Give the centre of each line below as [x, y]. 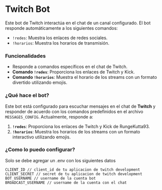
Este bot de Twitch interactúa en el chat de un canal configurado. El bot [78, 23]
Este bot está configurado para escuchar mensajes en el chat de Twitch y [80, 106]
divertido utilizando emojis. [40, 82]
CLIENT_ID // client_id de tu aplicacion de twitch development [73, 170]
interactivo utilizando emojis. [41, 137]
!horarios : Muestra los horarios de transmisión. [61, 43]
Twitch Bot [28, 9]
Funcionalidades [25, 56]
